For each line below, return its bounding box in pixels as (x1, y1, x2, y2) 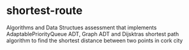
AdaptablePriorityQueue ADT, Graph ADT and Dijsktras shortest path (6, 30, 179, 37)
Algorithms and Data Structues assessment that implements (6, 24, 157, 31)
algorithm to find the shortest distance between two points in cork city (6, 37, 183, 44)
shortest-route (6, 4, 83, 18)
